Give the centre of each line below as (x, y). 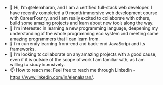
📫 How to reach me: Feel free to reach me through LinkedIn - (73, 70)
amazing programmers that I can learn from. (55, 39)
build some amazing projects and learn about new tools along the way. (82, 23)
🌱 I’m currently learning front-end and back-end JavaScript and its (78, 44)
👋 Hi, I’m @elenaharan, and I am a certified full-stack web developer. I (81, 8)
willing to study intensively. (37, 64)
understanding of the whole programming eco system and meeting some (84, 33)
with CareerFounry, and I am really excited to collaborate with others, (80, 18)
